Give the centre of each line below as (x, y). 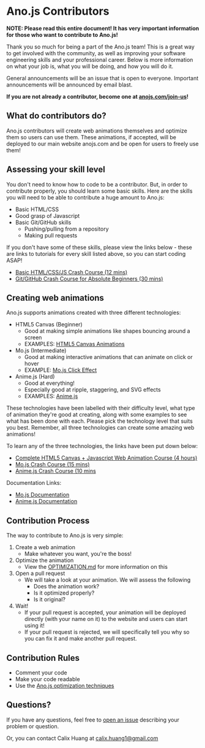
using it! (34, 626)
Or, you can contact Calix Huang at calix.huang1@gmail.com (82, 738)
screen (33, 337)
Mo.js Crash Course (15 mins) (52, 465)
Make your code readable (48, 679)
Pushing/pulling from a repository (66, 229)
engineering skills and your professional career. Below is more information (100, 60)
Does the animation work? (66, 587)
